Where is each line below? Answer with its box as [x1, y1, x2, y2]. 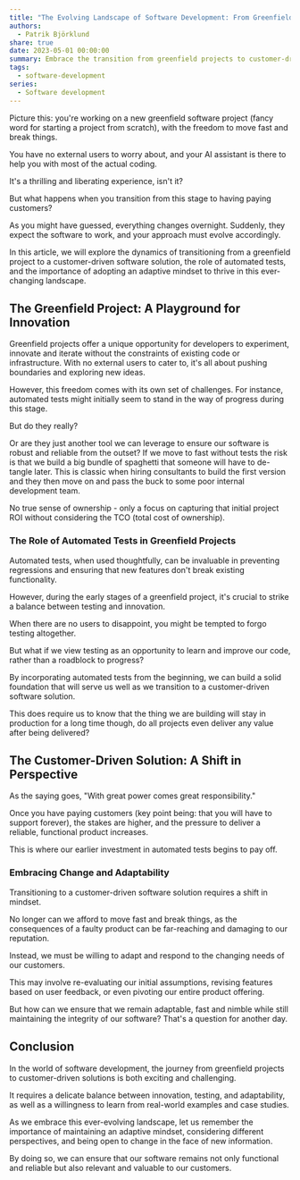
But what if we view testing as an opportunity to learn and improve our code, [9, 645, 291, 655]
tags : [9, 63, 29, 72]
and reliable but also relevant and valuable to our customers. [9, 1162, 232, 1173]
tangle [9, 467, 33, 477]
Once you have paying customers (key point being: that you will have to [9, 808, 272, 819]
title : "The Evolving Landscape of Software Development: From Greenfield [9, 13, 294, 22]
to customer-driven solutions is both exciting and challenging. [9, 1072, 237, 1083]
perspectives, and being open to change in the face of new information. [9, 1135, 273, 1146]
